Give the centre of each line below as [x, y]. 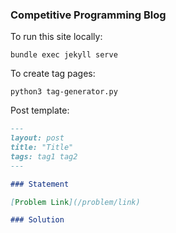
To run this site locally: [56, 37]
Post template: [40, 110]
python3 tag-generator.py [64, 92]
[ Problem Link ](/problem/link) [75, 202]
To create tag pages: [53, 74]
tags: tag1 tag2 [44, 156]
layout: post [37, 138]
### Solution [37, 220]
